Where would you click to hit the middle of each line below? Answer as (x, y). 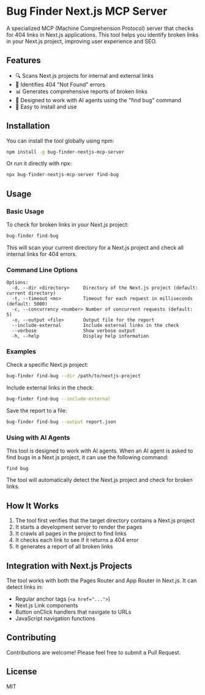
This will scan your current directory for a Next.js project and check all (95, 247)
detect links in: (25, 587)
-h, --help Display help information (80, 336)
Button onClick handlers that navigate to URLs (73, 612)
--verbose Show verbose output (74, 331)
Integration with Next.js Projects (69, 565)
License (22, 672)
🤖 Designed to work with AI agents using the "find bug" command (98, 100)
